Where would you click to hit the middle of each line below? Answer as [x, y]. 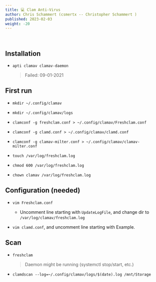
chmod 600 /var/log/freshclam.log [48, 165]
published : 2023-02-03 [29, 19]
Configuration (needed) [43, 191]
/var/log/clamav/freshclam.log [52, 218]
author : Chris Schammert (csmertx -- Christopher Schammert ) [71, 14]
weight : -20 [17, 24]
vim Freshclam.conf [33, 203]
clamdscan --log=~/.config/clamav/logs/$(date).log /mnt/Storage [81, 275]
